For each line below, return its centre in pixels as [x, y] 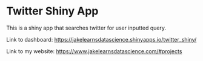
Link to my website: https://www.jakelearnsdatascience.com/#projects [94, 51]
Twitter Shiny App [52, 11]
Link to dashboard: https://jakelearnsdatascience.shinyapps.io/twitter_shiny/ [101, 39]
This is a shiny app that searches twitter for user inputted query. [86, 28]
